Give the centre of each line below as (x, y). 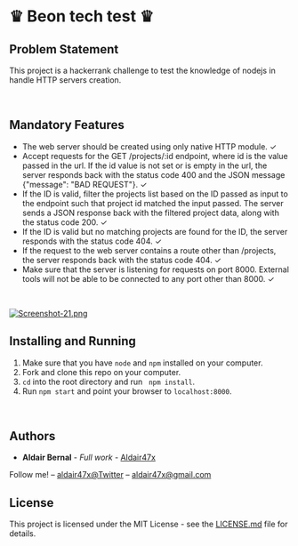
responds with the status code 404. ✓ (92, 241)
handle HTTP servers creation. (65, 80)
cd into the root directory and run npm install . (109, 381)
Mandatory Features (67, 125)
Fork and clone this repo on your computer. (101, 372)
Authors (32, 436)
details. (23, 534)
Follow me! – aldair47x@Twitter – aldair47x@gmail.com (110, 475)
